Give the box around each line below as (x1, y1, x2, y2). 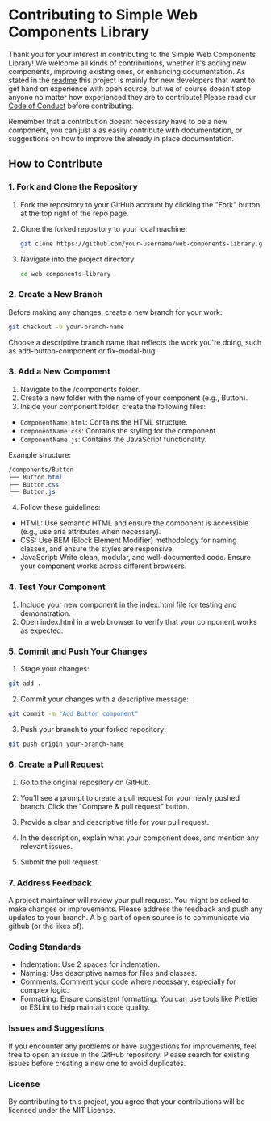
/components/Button (8, 466, 74, 474)
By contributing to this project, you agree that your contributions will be (8, 1097, 245, 1106)
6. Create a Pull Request (8, 759, 104, 770)
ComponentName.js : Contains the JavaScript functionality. (19, 434, 207, 444)
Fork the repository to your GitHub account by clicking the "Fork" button (19, 199, 261, 209)
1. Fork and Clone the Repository (8, 182, 139, 193)
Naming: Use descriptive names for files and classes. (19, 968, 198, 978)
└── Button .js (8, 488, 56, 496)
